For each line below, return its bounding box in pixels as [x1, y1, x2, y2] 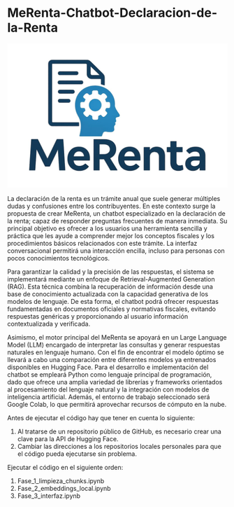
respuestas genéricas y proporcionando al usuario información [7, 312, 189, 321]
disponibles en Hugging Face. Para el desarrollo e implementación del [7, 363, 209, 372]
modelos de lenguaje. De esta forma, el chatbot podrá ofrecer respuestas [7, 298, 219, 306]
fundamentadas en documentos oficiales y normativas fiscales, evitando [7, 305, 217, 313]
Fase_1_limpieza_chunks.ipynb [17, 477, 105, 485]
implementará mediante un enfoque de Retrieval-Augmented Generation [7, 275, 215, 284]
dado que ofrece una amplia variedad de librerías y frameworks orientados [7, 378, 223, 387]
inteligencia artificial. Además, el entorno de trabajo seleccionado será [7, 393, 210, 401]
